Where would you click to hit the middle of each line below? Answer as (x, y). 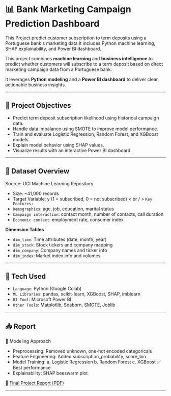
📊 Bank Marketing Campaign (68, 9)
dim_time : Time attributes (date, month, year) (60, 239)
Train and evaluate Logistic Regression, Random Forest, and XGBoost (85, 134)
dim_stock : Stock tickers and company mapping (63, 244)
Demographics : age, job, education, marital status (63, 209)
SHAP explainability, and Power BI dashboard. (53, 48)
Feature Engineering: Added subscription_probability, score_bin (79, 357)
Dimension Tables (25, 229)
